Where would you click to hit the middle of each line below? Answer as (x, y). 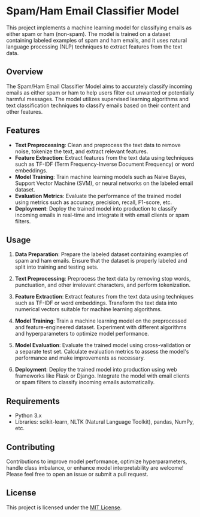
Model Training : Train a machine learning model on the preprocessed (101, 321)
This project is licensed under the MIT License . (64, 507)
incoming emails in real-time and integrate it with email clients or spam (102, 215)
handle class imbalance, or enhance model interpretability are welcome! (95, 468)
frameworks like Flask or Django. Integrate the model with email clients (102, 376)
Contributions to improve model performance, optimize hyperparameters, (97, 461)
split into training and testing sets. (57, 267)
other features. (25, 111)
